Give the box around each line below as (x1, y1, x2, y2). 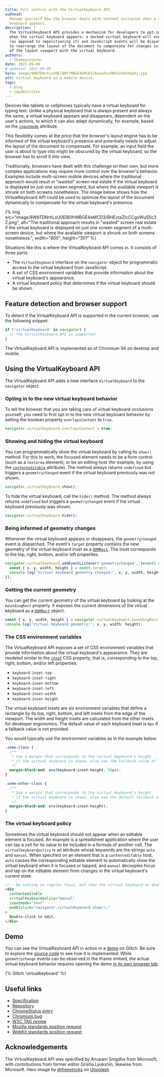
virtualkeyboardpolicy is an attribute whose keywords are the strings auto (5, 847, 155, 853)
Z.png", (5, 220, 20, 225)
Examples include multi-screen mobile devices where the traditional (5, 173, 142, 179)
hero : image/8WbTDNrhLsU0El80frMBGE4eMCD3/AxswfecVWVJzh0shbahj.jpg (5, 71, 147, 76)
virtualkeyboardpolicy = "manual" (9, 896, 76, 901)
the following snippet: (5, 318, 49, 324)
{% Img (5, 209, 20, 215)
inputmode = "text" (9, 901, 45, 906)
